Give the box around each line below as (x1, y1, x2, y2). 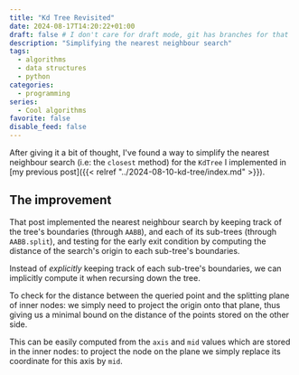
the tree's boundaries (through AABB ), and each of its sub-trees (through (9, 226, 277, 237)
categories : (9, 80, 54, 89)
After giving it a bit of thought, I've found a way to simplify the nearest (9, 147, 270, 158)
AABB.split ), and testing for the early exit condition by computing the (9, 236, 266, 247)
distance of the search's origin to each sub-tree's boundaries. (9, 245, 240, 256)
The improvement (9, 192, 112, 208)
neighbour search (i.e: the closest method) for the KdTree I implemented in (9, 157, 287, 167)
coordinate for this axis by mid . (9, 355, 124, 366)
